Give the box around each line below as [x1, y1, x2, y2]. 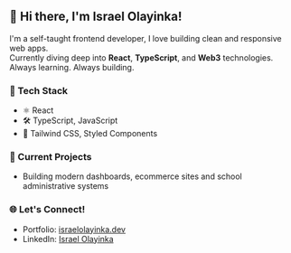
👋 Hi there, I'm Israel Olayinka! [9, 9, 183, 24]
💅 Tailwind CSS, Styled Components [22, 128, 158, 139]
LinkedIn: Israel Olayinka [22, 233, 115, 244]
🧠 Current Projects [9, 151, 92, 164]
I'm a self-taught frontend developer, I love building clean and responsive [9, 33, 282, 43]
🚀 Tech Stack [9, 84, 69, 97]
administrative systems [22, 181, 109, 192]
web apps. [9, 42, 49, 53]
